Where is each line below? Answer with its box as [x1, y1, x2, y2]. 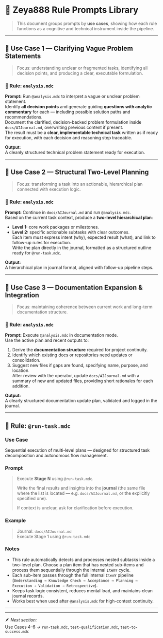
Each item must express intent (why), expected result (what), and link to [12, 234, 156, 240]
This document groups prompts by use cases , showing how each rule [16, 20, 157, 26]
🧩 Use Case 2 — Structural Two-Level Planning [5, 168, 149, 176]
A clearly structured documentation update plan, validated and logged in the [5, 398, 158, 404]
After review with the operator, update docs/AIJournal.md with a [12, 373, 140, 379]
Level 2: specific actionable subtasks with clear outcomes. [12, 229, 130, 235]
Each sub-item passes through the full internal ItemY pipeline [12, 572, 134, 578]
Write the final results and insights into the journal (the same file [16, 485, 146, 491]
